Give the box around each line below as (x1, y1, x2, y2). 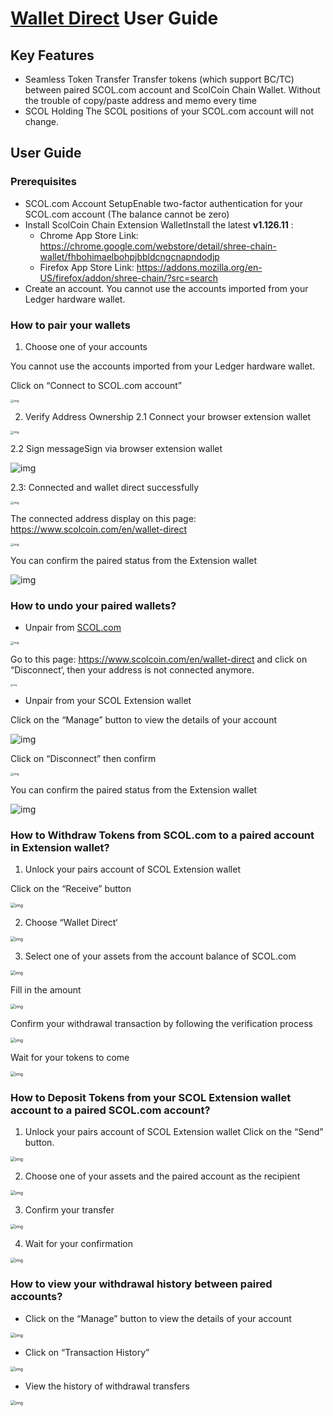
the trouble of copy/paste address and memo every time (24, 95, 257, 106)
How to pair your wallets (10, 318, 131, 332)
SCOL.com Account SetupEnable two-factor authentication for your (24, 197, 304, 209)
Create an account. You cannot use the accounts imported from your (24, 282, 309, 294)
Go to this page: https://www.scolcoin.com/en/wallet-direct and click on (10, 653, 308, 665)
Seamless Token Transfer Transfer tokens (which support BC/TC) (24, 73, 295, 85)
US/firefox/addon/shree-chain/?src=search (39, 272, 219, 284)
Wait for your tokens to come (10, 1052, 130, 1064)
